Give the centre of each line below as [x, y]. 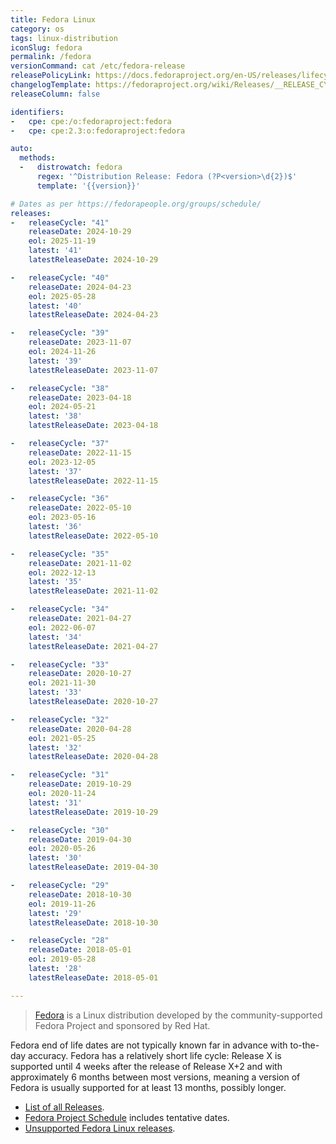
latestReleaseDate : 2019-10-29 [93, 812]
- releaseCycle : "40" [60, 277]
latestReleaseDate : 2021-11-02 [93, 591]
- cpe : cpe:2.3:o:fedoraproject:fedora [98, 131]
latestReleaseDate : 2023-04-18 [93, 426]
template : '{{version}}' [88, 186]
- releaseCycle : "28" [60, 941]
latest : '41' [55, 251]
